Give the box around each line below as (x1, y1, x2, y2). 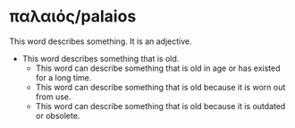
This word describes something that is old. (21, 53, 180, 64)
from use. (35, 91, 72, 102)
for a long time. (35, 72, 92, 82)
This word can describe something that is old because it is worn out (35, 81, 286, 92)
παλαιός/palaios (9, 6, 137, 27)
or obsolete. (35, 110, 80, 121)
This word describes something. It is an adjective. (9, 36, 192, 47)
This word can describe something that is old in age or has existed (35, 63, 281, 73)
